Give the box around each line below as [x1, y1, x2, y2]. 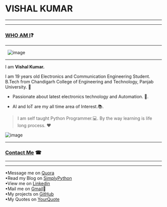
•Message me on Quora [5, 170, 55, 176]
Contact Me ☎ [5, 149, 42, 156]
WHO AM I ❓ [5, 32, 34, 39]
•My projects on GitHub [5, 191, 54, 197]
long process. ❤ [17, 123, 51, 129]
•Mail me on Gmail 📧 [5, 186, 46, 192]
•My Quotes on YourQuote [5, 196, 60, 202]
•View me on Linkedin [5, 180, 50, 186]
